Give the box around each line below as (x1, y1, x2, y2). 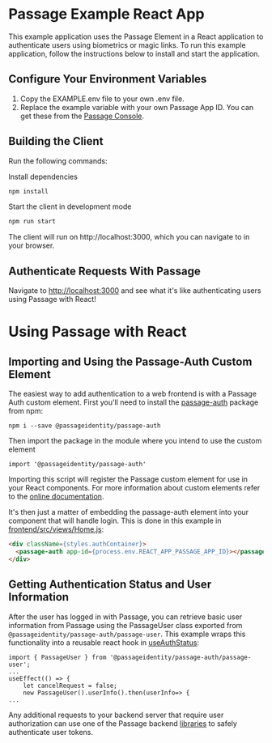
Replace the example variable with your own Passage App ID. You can (19, 102, 254, 112)
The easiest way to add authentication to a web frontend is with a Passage (8, 389, 257, 399)
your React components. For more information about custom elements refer (8, 483, 261, 493)
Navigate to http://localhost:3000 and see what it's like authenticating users (8, 286, 261, 295)
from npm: (8, 406, 43, 416)
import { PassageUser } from (8, 653, 107, 661)
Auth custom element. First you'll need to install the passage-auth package (8, 397, 259, 407)
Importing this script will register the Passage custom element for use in (8, 474, 249, 484)
